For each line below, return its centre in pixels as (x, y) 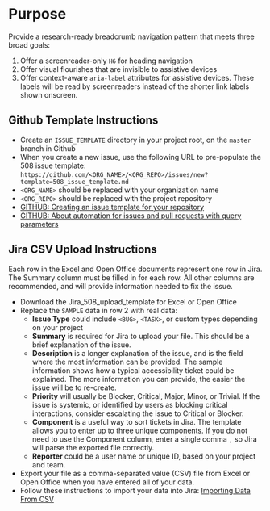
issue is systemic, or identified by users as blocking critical (130, 404)
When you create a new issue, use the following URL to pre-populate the (141, 157)
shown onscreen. (49, 94)
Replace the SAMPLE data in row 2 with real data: (99, 310)
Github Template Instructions (83, 121)
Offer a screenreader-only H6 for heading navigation (106, 61)
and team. (49, 464)
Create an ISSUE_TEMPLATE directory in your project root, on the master (135, 140)
